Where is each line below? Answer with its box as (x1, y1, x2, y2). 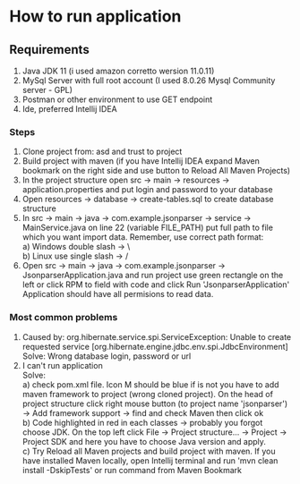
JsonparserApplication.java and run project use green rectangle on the (21, 270, 284, 281)
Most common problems (9, 311, 118, 324)
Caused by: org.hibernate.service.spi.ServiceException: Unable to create (21, 331, 292, 342)
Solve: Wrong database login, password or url (21, 351, 192, 361)
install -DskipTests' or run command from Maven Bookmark (21, 464, 242, 475)
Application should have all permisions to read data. (21, 289, 214, 300)
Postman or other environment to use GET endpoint (21, 94, 213, 105)
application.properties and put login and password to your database (21, 184, 273, 195)
